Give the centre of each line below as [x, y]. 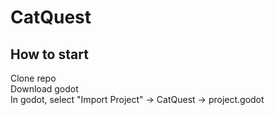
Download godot [44, 89]
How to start [49, 54]
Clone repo [33, 78]
